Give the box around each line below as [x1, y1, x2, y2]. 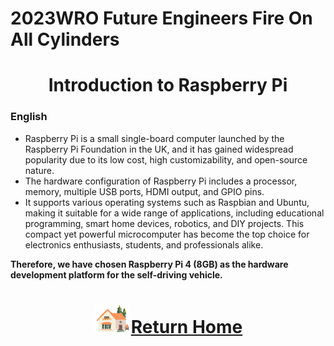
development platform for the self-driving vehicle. [10, 268, 223, 281]
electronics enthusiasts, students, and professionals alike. [24, 238, 264, 251]
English [10, 110, 48, 124]
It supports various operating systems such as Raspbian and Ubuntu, [24, 196, 310, 208]
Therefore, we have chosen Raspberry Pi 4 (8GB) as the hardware [10, 258, 289, 270]
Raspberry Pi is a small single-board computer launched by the [24, 132, 285, 144]
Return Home [130, 315, 243, 338]
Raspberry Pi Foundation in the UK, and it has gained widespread [24, 143, 294, 155]
